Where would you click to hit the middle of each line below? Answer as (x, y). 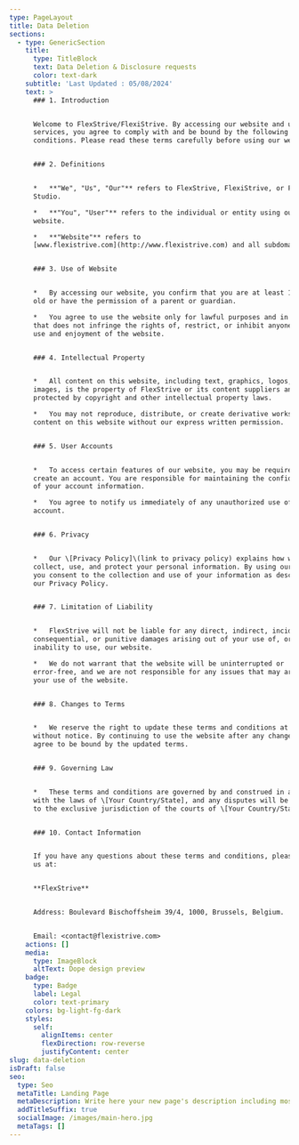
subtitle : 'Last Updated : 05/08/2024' (99, 84)
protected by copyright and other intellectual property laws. (153, 398)
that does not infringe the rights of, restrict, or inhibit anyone (162, 326)
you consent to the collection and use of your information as (153, 575)
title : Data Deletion (49, 26)
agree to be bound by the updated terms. (111, 745)
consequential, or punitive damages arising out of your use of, (156, 640)
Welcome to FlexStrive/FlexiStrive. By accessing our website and (158, 124)
